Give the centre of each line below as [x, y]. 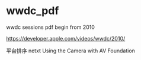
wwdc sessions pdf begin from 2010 [50, 27]
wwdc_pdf [33, 11]
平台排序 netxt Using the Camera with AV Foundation [70, 51]
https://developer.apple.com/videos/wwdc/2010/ [66, 38]
